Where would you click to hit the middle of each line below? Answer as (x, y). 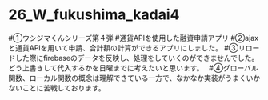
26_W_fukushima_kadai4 (94, 15)
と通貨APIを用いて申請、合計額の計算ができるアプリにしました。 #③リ (127, 48)
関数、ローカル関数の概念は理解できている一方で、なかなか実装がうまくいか (134, 78)
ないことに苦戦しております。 (57, 88)
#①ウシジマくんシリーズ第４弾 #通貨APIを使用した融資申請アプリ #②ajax (133, 38)
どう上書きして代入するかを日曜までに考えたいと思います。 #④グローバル (133, 68)
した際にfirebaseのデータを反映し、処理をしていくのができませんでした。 (137, 58)
